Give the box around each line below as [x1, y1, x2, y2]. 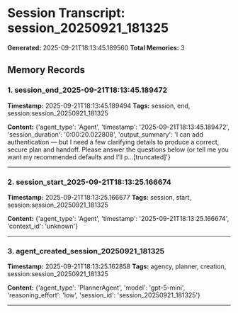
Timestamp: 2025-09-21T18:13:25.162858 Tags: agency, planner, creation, [7, 262, 227, 271]
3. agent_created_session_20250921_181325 [7, 246, 165, 256]
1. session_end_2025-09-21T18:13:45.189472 [7, 85, 168, 95]
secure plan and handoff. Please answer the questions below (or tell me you [7, 145, 229, 154]
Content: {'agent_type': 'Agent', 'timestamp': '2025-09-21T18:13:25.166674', [7, 214, 229, 222]
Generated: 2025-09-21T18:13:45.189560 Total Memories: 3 [7, 43, 186, 52]
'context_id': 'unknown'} [7, 222, 79, 230]
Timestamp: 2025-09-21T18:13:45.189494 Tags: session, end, [7, 101, 191, 110]
